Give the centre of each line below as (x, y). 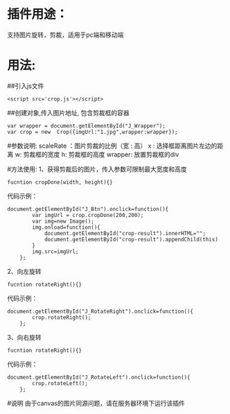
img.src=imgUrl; (55, 251)
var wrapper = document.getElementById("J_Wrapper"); (87, 126)
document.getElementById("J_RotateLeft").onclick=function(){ (99, 377)
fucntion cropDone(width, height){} (60, 182)
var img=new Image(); (63, 221)
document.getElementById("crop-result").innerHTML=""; (125, 233)
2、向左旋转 (24, 271)
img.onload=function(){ (66, 227)
